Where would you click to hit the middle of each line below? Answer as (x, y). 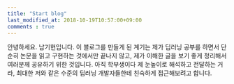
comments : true (31, 26)
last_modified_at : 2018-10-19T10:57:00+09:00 (74, 20)
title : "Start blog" (37, 14)
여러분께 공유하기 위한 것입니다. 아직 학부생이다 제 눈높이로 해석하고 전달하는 (112, 65)
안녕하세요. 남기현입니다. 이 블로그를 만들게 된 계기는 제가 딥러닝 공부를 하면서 (114, 47)
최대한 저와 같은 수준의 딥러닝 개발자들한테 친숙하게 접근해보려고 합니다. (114, 73)
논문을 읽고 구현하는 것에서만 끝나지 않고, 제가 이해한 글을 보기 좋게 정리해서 (123, 56)
